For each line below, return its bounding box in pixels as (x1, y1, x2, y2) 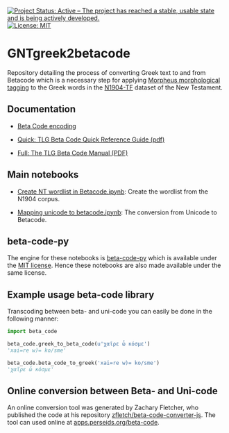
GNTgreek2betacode (7, 46, 130, 62)
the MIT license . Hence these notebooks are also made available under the (7, 261, 221, 270)
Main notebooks (7, 169, 79, 180)
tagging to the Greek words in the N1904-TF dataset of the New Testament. (7, 83, 223, 92)
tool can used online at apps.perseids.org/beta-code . (7, 418, 160, 427)
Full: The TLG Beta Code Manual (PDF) (17, 148, 128, 157)
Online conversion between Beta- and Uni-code (7, 385, 218, 397)
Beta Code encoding (17, 121, 76, 130)
